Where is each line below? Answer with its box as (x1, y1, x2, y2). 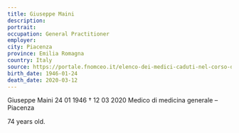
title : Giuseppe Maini (7, 10, 75, 18)
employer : (7, 37, 37, 44)
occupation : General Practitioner (7, 30, 110, 38)
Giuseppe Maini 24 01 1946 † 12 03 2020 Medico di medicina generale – (7, 96, 218, 105)
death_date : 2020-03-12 (7, 76, 78, 84)
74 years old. (7, 117, 46, 126)
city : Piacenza (7, 43, 53, 50)
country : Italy (7, 57, 53, 64)
